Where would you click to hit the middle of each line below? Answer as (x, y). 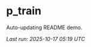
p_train (24, 11)
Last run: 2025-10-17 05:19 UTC (46, 39)
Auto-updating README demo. (44, 27)
